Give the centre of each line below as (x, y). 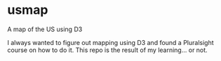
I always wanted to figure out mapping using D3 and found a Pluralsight (110, 42)
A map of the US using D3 (45, 29)
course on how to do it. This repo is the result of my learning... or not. (108, 50)
